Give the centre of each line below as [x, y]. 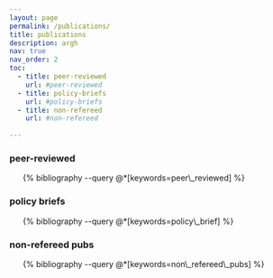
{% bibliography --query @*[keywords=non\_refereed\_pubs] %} [143, 264]
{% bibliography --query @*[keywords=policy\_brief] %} [128, 221]
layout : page [34, 18]
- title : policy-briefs [62, 93]
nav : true [28, 51]
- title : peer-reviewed [62, 77]
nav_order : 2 [34, 60]
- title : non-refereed [60, 110]
